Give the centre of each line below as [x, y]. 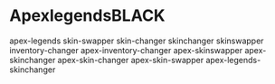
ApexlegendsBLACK [87, 16]
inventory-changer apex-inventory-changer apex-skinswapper [126, 50]
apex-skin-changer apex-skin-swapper [131, 60]
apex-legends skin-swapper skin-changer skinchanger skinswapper [137, 41]
